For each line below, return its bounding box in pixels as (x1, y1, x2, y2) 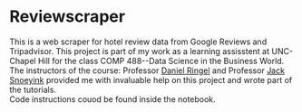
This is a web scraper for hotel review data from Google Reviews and (9, 36, 268, 47)
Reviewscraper (9, 6, 125, 27)
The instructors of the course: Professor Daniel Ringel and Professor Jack (9, 65, 286, 76)
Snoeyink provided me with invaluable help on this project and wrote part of (9, 74, 293, 85)
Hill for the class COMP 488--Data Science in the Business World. (37, 55, 285, 66)
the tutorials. (9, 84, 57, 95)
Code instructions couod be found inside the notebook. (9, 93, 216, 105)
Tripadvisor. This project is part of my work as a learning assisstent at (9, 45, 270, 56)
